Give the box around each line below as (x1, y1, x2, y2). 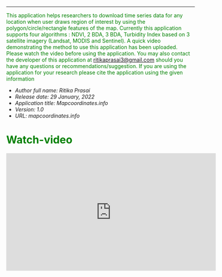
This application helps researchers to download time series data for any (6, 12, 183, 19)
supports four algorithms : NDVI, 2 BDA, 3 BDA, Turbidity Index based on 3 (6, 31, 190, 38)
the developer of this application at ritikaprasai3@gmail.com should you (6, 56, 184, 63)
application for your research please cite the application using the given (6, 69, 183, 76)
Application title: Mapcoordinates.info (14, 100, 108, 106)
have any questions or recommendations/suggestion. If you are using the (6, 63, 187, 69)
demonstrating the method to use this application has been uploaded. (6, 44, 178, 51)
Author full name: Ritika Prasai (14, 87, 90, 94)
